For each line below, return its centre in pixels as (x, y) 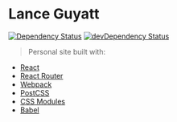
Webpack (36, 84)
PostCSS (35, 92)
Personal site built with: (67, 51)
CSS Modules (43, 101)
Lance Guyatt (54, 14)
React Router (41, 75)
